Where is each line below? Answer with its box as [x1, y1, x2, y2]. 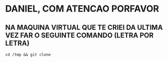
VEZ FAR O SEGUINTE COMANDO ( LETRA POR [5, 31, 154, 39]
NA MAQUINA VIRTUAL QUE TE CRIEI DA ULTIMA [5, 23, 163, 32]
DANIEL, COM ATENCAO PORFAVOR [5, 3, 159, 15]
